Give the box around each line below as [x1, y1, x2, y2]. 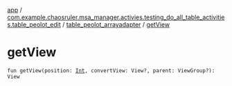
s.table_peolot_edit [7, 21, 61, 28]
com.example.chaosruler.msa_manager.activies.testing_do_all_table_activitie [7, 13, 225, 21]
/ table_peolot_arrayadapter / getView [62, 21, 170, 28]
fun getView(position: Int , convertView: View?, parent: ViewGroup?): [7, 67, 215, 74]
